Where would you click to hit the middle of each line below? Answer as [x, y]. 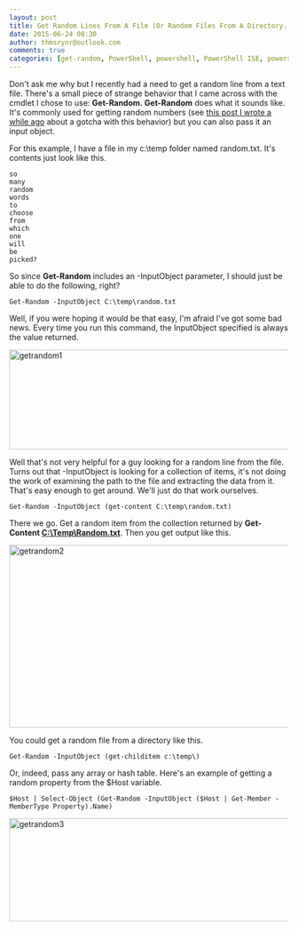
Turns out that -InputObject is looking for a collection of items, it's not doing [148, 471]
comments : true [37, 51]
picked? [24, 259]
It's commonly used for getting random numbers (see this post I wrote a [141, 112]
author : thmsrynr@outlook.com [65, 42]
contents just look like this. [58, 158]
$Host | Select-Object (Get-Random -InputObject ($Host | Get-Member [141, 799]
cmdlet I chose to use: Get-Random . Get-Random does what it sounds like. [147, 103]
